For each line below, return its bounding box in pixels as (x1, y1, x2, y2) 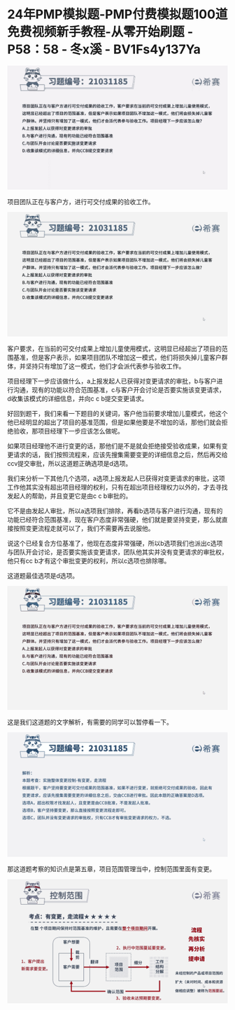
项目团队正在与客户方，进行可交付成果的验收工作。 (7, 198, 155, 206)
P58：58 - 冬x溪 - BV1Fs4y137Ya (7, 41, 201, 58)
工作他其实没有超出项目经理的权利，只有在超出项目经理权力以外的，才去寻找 (7, 483, 228, 491)
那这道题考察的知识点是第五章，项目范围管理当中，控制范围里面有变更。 (7, 864, 215, 873)
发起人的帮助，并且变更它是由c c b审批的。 (7, 492, 132, 500)
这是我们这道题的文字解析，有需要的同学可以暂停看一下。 (7, 718, 173, 727)
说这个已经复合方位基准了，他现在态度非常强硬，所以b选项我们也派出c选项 (7, 539, 223, 547)
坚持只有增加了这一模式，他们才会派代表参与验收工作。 (25, 362, 185, 370)
